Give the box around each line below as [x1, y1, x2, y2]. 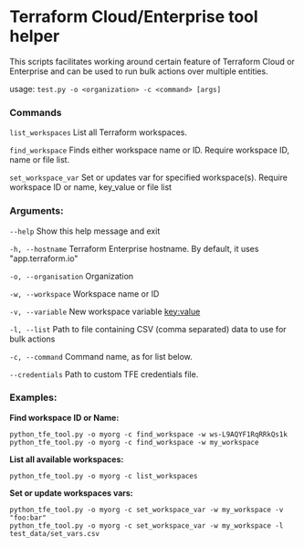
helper [9, 26, 60, 47]
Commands [9, 106, 62, 119]
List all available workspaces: [9, 454, 124, 465]
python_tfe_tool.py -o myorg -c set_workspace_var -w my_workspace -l [9, 521, 284, 531]
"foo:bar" [9, 513, 47, 522]
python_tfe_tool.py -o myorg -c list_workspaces [9, 471, 198, 480]
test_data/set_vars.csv [9, 529, 100, 538]
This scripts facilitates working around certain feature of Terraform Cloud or [9, 56, 295, 67]
